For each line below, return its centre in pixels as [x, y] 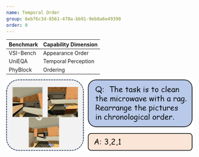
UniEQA [18, 61]
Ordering [54, 70]
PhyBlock [20, 70]
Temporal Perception [69, 61]
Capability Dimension [71, 44]
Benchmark [24, 44]
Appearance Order [66, 53]
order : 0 [17, 25]
